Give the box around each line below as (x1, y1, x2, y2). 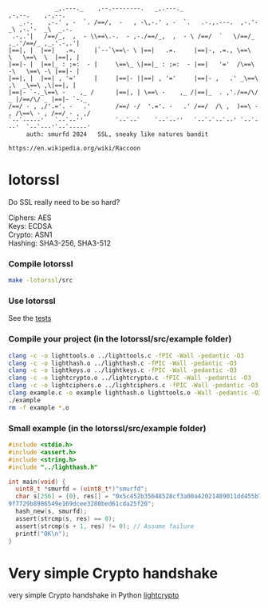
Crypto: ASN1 (8, 230, 53, 239)
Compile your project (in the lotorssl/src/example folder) (8, 334, 232, 345)
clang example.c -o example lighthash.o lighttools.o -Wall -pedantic (8, 389, 248, 397)
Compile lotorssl (8, 258, 73, 269)
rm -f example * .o (8, 403, 69, 412)
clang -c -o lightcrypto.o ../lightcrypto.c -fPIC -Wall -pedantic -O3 (8, 374, 251, 382)
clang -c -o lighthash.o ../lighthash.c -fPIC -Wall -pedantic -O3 (8, 359, 238, 367)
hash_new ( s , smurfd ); (15, 507, 88, 515)
